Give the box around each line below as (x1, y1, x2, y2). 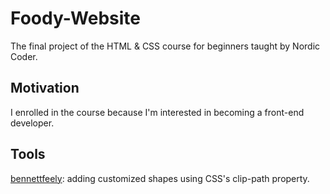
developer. (10, 117, 55, 129)
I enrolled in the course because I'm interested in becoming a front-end (10, 106, 305, 118)
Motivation (10, 80, 80, 97)
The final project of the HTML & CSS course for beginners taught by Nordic (10, 40, 321, 52)
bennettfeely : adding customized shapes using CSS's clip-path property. (10, 172, 310, 184)
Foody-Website (10, 7, 142, 30)
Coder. (10, 50, 38, 62)
